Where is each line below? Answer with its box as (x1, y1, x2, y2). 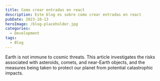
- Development (10, 31, 39, 36)
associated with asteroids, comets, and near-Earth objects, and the (5, 59, 145, 65)
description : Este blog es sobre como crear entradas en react (5, 12, 142, 17)
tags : (5, 36, 17, 41)
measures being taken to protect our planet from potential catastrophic (5, 64, 153, 70)
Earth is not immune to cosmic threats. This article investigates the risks (5, 54, 155, 60)
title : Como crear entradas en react (5, 7, 85, 13)
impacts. (5, 70, 24, 76)
